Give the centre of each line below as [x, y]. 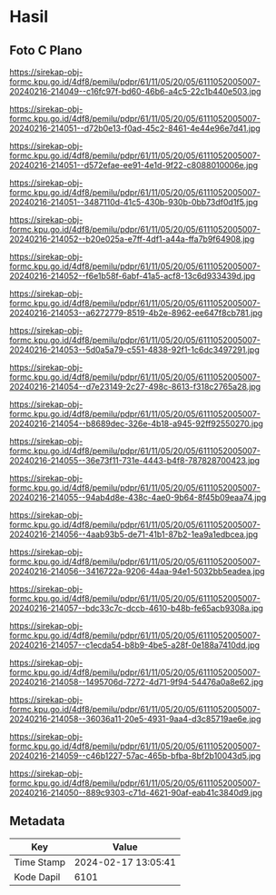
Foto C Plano [46, 50]
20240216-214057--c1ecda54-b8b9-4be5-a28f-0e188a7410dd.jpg [135, 645]
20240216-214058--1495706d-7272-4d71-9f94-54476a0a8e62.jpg [137, 682]
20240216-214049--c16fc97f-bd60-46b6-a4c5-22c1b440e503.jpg [135, 91]
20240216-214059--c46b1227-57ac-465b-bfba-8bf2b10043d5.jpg [135, 756]
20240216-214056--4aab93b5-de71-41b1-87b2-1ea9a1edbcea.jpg [134, 534]
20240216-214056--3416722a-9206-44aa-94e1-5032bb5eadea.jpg [137, 571]
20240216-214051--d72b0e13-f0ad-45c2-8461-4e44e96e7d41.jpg [135, 128]
